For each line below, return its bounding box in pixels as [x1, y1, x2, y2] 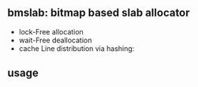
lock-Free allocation [18, 27, 84, 36]
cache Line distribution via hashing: [18, 43, 135, 53]
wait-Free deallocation [18, 35, 92, 45]
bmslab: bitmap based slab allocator [7, 6, 190, 20]
